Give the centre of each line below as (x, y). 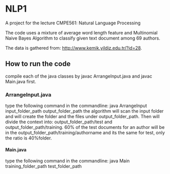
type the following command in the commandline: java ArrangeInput (76, 106)
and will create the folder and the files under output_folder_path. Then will (82, 117)
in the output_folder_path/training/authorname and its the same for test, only (85, 133)
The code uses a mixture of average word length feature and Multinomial (81, 32)
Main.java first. (21, 81)
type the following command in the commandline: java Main (67, 161)
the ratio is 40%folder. (29, 138)
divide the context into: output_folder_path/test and (59, 122)
